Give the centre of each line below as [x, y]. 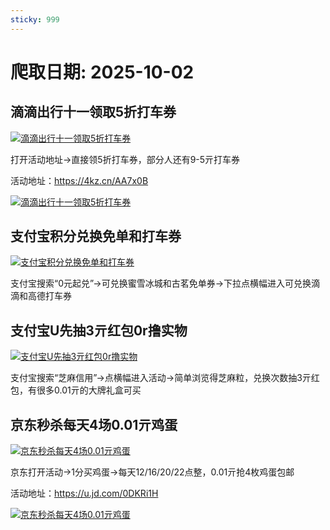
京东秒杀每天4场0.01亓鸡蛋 [94, 424]
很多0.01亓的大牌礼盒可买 [89, 390]
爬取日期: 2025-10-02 [102, 72]
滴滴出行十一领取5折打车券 [93, 112]
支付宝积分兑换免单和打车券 [96, 236]
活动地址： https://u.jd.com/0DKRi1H [84, 493]
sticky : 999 [35, 19]
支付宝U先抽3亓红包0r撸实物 [99, 330]
